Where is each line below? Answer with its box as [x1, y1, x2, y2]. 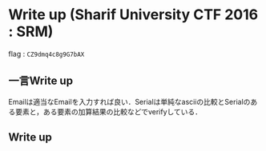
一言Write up [8, 74, 74, 88]
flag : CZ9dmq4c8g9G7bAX [8, 49, 85, 58]
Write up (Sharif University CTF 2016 [8, 6, 259, 24]
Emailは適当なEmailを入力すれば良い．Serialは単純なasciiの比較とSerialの [8, 97, 251, 106]
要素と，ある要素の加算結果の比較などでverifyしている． [14, 106, 203, 117]
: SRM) [8, 22, 54, 41]
